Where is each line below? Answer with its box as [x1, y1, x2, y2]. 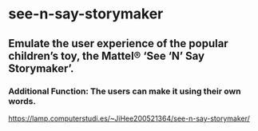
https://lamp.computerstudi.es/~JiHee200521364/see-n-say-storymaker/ [8, 113, 250, 123]
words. [8, 95, 36, 106]
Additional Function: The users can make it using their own [8, 85, 241, 97]
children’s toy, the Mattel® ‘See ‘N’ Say [8, 49, 205, 62]
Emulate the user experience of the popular [8, 37, 229, 50]
